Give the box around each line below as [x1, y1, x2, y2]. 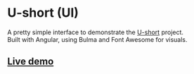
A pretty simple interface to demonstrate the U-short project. [7, 28, 184, 36]
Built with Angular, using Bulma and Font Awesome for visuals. [7, 35, 188, 43]
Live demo [7, 56, 54, 68]
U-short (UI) [7, 5, 79, 21]
